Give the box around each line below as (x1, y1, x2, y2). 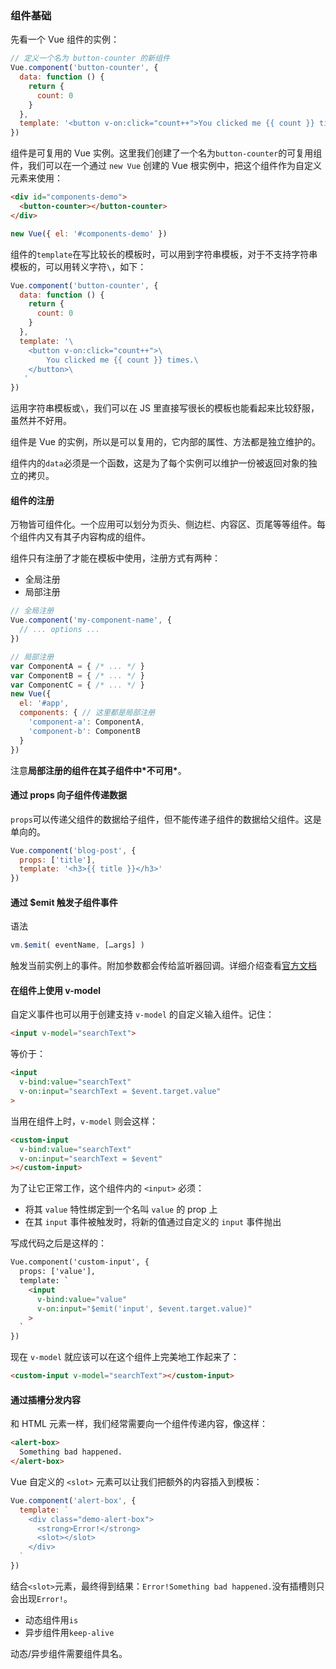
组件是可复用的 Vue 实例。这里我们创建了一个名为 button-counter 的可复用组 (10, 147, 323, 159)
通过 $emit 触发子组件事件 (10, 896, 118, 908)
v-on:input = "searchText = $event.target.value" (19, 1087, 222, 1097)
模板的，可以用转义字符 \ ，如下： (10, 260, 147, 272)
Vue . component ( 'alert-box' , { (10, 1495, 137, 1506)
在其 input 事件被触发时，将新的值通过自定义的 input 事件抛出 (24, 1216, 282, 1228)
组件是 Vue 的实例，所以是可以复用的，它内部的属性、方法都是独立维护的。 (10, 436, 321, 448)
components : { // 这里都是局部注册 (19, 708, 156, 718)
